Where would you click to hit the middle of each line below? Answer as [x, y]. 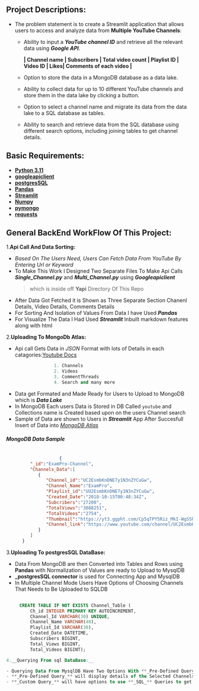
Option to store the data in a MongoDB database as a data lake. [101, 77]
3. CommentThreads [76, 377]
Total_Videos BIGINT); [58, 649]
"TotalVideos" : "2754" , [74, 513]
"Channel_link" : [66, 524]
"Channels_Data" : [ [53, 469]
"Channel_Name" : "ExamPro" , [79, 486]
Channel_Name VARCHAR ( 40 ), [63, 622]
